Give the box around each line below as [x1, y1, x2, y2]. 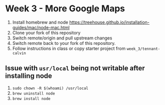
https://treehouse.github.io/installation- [69, 19, 150, 25]
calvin [12, 50, 26, 56]
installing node [5, 72, 52, 80]
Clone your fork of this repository [12, 30, 81, 35]
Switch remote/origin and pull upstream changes [12, 35, 113, 41]
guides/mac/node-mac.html [12, 24, 70, 30]
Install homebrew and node [12, 19, 69, 25]
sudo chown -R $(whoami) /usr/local [12, 86, 88, 91]
